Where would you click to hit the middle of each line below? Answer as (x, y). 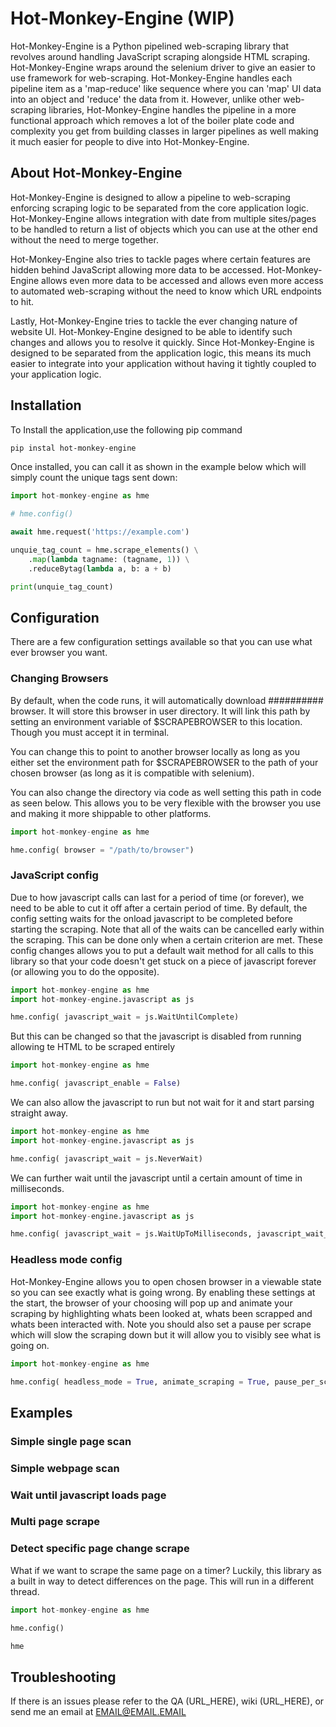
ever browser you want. (59, 653)
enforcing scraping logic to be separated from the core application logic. (160, 208)
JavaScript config (54, 875)
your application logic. (56, 374)
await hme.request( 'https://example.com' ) (100, 532)
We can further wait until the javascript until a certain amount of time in (156, 1178)
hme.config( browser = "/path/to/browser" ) (102, 850)
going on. (30, 1345)
